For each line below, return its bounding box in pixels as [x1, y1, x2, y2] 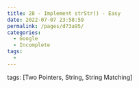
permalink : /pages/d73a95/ [7, 23, 84, 29]
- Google [13, 35, 38, 42]
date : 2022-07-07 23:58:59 [7, 16, 84, 23]
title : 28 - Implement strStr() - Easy [7, 10, 121, 17]
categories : [7, 29, 41, 36]
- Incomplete [13, 42, 51, 48]
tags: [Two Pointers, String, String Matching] [7, 73, 133, 81]
